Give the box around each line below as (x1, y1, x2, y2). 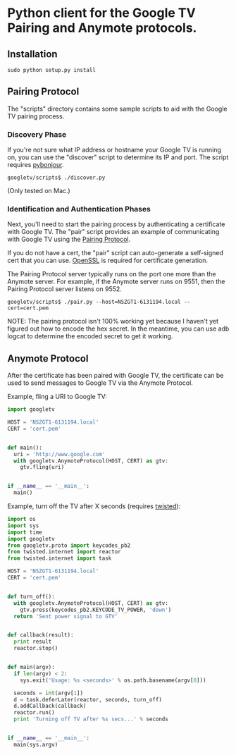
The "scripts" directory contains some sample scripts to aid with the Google (7, 104, 228, 113)
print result (13, 638, 52, 646)
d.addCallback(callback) (13, 703, 87, 710)
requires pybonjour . (7, 161, 64, 169)
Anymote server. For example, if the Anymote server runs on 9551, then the (7, 277, 225, 286)
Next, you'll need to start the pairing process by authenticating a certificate (7, 220, 225, 228)
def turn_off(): (7, 593, 55, 600)
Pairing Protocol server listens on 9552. (7, 285, 122, 293)
